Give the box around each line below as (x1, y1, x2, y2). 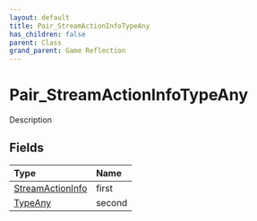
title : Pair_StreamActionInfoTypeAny (9, 21, 150, 30)
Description (9, 115, 52, 125)
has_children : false (9, 30, 87, 38)
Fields (9, 140, 45, 156)
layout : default (9, 13, 70, 22)
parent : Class (9, 38, 63, 47)
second (95, 196, 128, 208)
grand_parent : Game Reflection (9, 47, 126, 55)
